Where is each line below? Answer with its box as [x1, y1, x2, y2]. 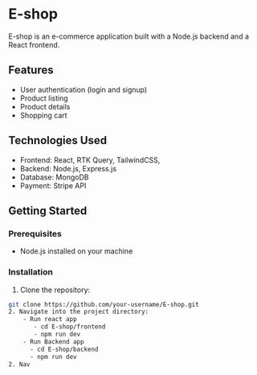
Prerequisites [8, 228, 62, 239]
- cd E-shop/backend [29, 345, 99, 353]
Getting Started [8, 204, 88, 217]
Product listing [19, 93, 68, 103]
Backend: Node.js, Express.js [19, 163, 117, 173]
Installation [8, 266, 54, 278]
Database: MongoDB [19, 172, 89, 182]
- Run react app [22, 315, 78, 323]
